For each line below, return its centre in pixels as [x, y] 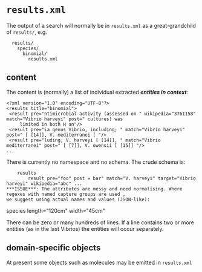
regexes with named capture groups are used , [66, 194]
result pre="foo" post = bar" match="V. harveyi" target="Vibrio [112, 178]
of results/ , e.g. [27, 32]
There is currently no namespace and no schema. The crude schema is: [96, 162]
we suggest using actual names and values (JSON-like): [78, 199]
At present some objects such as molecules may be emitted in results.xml [99, 262]
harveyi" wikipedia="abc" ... [44, 183]
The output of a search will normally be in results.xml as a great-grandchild [101, 25]
